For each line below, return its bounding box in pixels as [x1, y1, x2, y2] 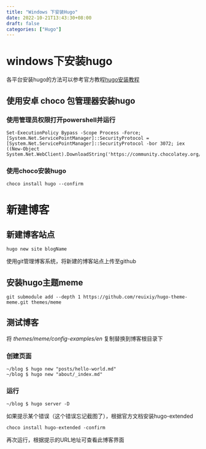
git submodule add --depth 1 [6, 294, 81, 300]
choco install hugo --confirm [6, 181, 84, 187]
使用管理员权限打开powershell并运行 [6, 115, 116, 124]
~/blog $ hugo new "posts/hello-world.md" [6, 366, 116, 372]
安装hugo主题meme [6, 277, 83, 288]
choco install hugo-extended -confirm [6, 424, 105, 431]
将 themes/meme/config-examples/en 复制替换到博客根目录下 [6, 335, 164, 342]
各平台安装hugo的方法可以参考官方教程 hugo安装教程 [6, 76, 140, 83]
